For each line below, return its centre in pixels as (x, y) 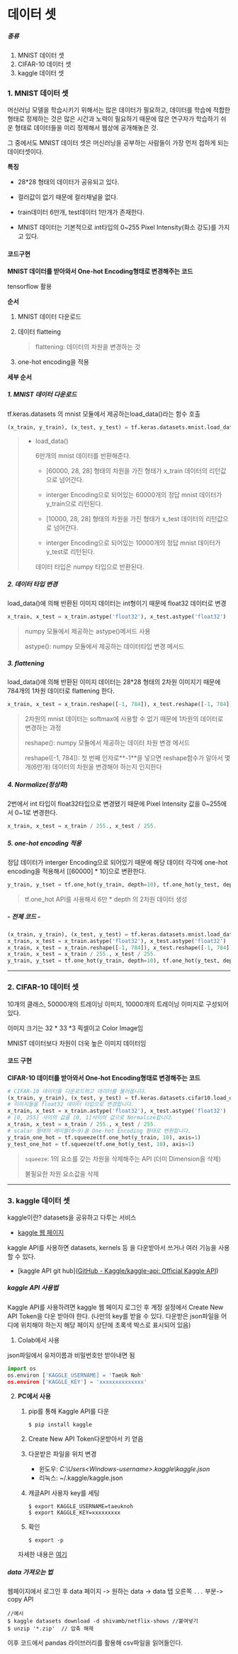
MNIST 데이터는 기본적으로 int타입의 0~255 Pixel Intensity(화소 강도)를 (117, 228)
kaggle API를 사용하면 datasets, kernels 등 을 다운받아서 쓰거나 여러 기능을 (112, 1247)
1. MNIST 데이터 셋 (38, 93)
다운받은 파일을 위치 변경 (62, 1454)
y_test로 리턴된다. (70, 551)
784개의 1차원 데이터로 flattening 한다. (61, 691)
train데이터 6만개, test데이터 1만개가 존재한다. (81, 212)
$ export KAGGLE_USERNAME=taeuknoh (80, 1507)
